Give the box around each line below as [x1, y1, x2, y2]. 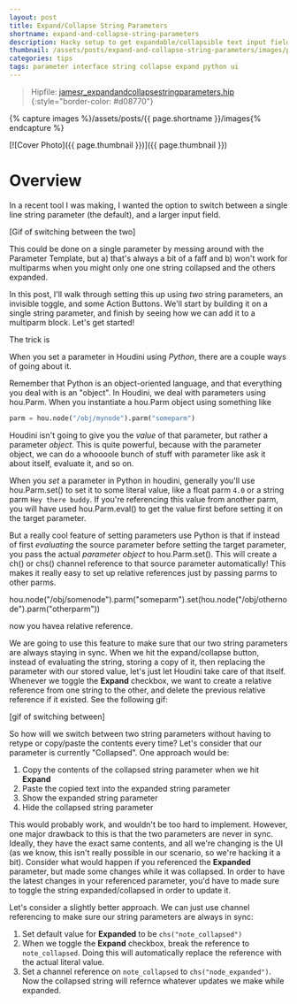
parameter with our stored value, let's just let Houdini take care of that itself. [9, 665, 286, 677]
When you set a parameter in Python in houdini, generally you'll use [9, 475, 255, 486]
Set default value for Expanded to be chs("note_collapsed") [21, 928, 243, 939]
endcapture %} [9, 122, 65, 133]
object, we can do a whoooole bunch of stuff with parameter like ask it [9, 448, 266, 459]
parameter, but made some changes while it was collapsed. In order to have [9, 866, 286, 877]
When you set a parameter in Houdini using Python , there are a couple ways [9, 351, 287, 362]
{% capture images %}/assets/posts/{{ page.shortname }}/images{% [9, 112, 262, 124]
